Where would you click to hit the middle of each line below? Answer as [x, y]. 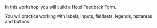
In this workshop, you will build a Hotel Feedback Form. [61, 7]
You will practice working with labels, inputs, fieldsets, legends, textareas [78, 16]
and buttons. [18, 21]
